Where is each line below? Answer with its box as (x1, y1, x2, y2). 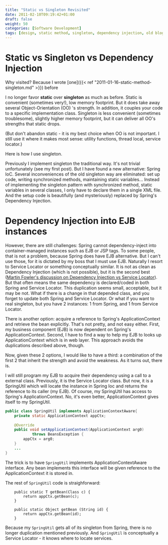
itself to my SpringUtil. (5, 398, 51, 405)
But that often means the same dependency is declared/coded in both (5, 279, 149, 285)
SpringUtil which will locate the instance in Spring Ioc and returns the (5, 383, 147, 389)
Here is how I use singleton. (5, 150, 62, 156)
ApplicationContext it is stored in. (5, 470, 74, 476)
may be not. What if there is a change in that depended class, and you (5, 290, 150, 296)
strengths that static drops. (5, 120, 61, 126)
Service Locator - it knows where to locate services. (5, 535, 113, 541)
